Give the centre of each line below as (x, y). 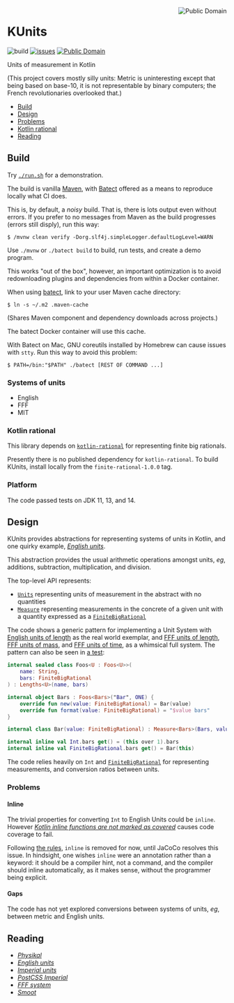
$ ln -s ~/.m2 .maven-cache (48, 305)
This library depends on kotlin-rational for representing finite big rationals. (117, 446)
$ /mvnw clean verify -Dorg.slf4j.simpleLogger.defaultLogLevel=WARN (110, 237)
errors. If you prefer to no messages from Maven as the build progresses (111, 217)
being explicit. (27, 878)
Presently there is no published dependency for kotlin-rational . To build (113, 460)
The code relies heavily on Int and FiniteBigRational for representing (108, 762)
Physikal (29, 956)
